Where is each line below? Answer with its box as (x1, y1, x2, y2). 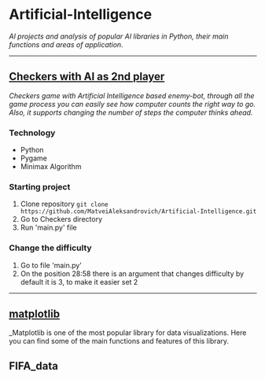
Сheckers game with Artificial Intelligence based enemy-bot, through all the (9, 90, 255, 100)
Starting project (9, 181, 71, 192)
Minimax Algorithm (20, 162, 82, 171)
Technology (9, 127, 56, 138)
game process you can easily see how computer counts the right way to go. (9, 99, 256, 109)
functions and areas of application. (9, 39, 124, 49)
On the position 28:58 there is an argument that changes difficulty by (20, 269, 245, 278)
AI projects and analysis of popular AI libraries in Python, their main (9, 31, 229, 41)
